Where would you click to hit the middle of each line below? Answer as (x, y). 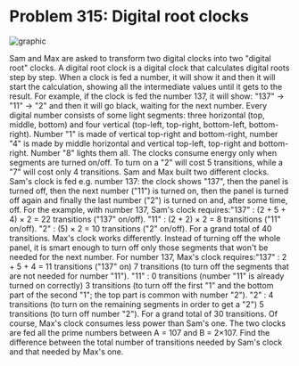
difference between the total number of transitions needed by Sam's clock (146, 342)
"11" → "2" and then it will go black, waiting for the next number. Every (138, 105)
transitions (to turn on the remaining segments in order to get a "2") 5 (137, 304)
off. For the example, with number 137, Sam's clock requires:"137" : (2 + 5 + (148, 209)
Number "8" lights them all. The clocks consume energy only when (154, 152)
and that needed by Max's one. (66, 351)
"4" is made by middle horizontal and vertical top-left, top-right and (133, 143)
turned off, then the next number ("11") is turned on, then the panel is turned (149, 191)
